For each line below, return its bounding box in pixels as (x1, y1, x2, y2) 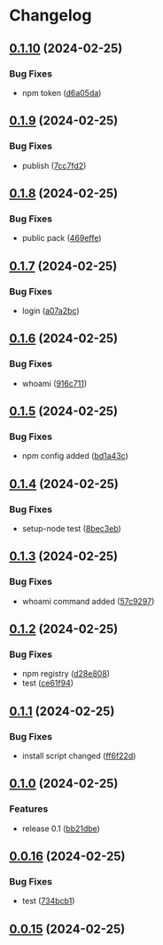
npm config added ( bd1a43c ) (21, 451, 128, 461)
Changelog (9, 5, 92, 26)
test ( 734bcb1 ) (21, 895, 75, 907)
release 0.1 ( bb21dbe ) (21, 823, 100, 834)
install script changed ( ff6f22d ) (21, 750, 136, 761)
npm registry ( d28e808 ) (21, 669, 111, 679)
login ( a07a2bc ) (21, 305, 80, 316)
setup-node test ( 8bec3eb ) (21, 524, 121, 533)
